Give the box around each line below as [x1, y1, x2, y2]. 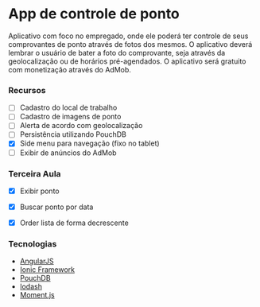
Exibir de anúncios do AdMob [19, 148, 117, 157]
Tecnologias [8, 239, 57, 250]
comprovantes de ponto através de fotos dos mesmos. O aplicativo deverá [8, 39, 253, 49]
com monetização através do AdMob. [8, 64, 131, 74]
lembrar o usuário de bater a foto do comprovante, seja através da [8, 48, 226, 57]
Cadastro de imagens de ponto [19, 112, 122, 122]
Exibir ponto [19, 186, 60, 196]
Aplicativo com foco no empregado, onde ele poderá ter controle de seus [8, 31, 249, 41]
